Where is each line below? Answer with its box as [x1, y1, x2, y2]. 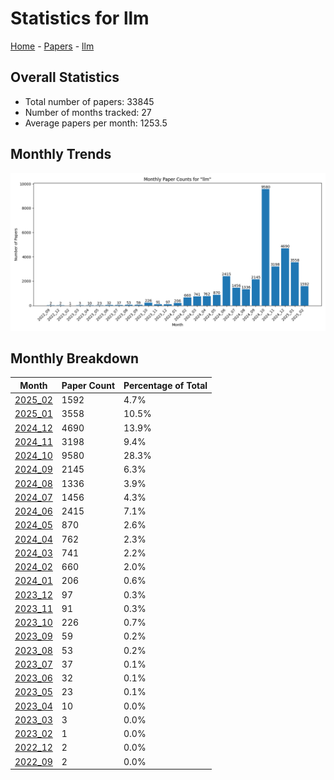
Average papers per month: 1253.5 [24, 117, 168, 129]
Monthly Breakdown [10, 350, 140, 367]
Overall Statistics [10, 69, 120, 86]
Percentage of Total [123, 379, 208, 391]
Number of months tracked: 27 [24, 106, 152, 118]
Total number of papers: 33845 [24, 95, 155, 107]
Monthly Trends [10, 146, 112, 163]
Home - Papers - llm [10, 40, 95, 52]
